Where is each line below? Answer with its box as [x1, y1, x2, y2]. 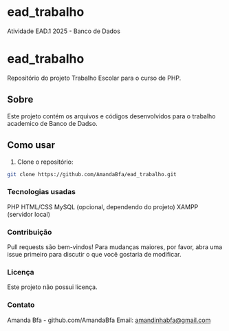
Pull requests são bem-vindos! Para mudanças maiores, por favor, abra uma [7, 242, 223, 251]
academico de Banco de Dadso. [7, 119, 98, 127]
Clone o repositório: [17, 158, 74, 166]
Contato [7, 300, 35, 310]
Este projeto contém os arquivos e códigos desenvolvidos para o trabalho [7, 111, 216, 120]
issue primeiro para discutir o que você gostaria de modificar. [7, 250, 182, 258]
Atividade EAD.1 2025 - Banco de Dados [7, 27, 120, 35]
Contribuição [7, 227, 52, 237]
